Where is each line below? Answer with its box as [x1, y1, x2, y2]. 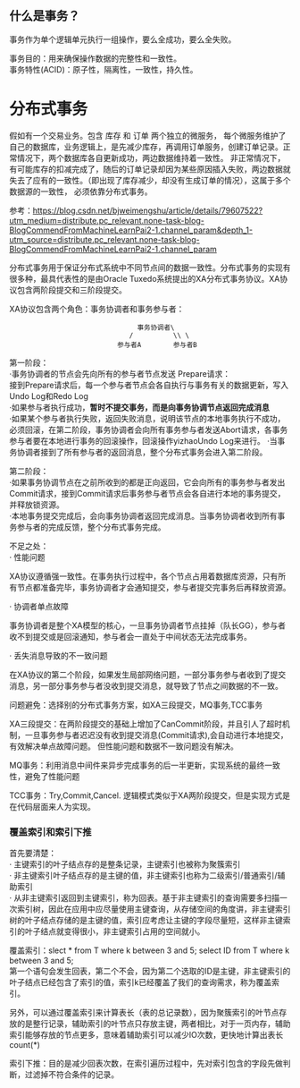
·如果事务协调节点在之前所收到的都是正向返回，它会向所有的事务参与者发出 [9, 477, 286, 488]
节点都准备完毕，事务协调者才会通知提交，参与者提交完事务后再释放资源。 [16, 582, 291, 592]
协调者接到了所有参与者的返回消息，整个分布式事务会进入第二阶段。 [16, 446, 268, 457]
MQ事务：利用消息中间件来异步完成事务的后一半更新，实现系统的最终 [9, 760, 265, 770]
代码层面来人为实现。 [16, 801, 96, 812]
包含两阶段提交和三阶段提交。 [16, 285, 127, 295]
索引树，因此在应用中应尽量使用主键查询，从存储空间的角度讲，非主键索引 [16, 904, 291, 914]
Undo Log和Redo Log [9, 390, 89, 401]
